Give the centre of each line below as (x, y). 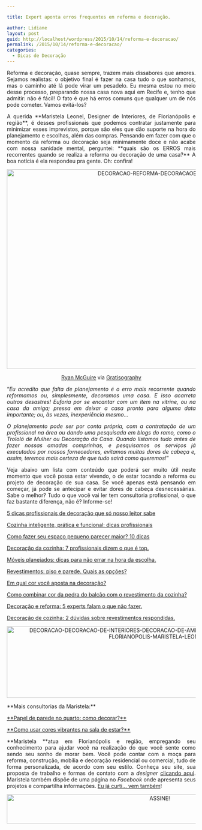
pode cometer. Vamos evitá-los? (47, 104)
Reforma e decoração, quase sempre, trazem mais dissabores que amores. (101, 73)
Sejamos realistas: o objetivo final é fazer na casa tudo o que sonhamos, (101, 79)
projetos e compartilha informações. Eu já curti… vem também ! (85, 786)
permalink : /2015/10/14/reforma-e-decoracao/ (64, 45)
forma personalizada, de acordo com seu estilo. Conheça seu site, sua (101, 766)
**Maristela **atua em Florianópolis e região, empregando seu (101, 741)
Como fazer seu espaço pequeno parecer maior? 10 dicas (78, 536)
